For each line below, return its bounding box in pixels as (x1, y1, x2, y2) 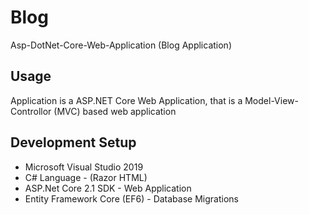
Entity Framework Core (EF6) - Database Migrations (24, 192, 239, 205)
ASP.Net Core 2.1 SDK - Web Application (24, 182, 192, 194)
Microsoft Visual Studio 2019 (24, 161, 144, 173)
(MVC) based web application (53, 105, 177, 117)
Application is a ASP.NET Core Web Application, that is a (10, 94, 243, 106)
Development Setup (10, 134, 137, 151)
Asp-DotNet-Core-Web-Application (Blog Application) (10, 39, 232, 51)
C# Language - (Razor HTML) (24, 171, 148, 183)
